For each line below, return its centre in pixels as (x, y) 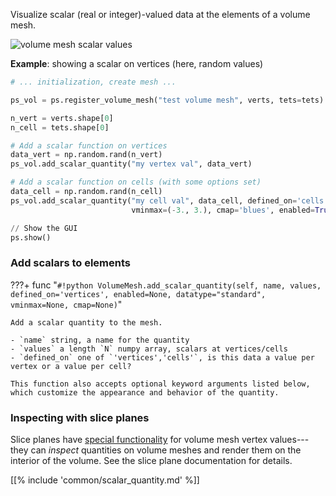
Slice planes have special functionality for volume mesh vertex (139, 439)
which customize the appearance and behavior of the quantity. (145, 392)
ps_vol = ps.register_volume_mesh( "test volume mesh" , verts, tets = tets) (167, 100)
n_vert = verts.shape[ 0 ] (62, 118)
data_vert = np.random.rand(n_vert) (86, 155)
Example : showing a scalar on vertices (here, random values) (137, 63)
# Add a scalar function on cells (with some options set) (136, 182)
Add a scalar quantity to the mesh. (86, 322)
